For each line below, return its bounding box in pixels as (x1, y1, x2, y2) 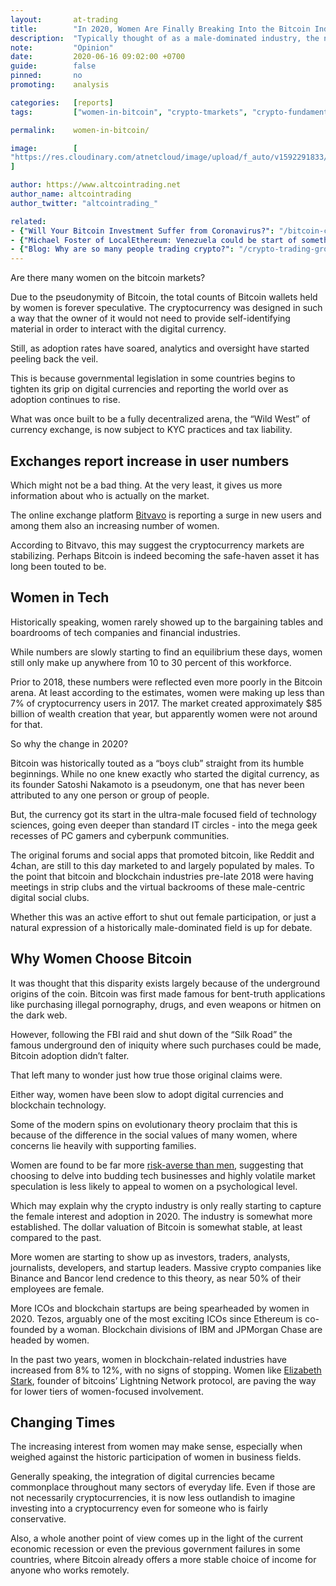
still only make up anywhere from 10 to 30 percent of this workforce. (10, 656, 292, 668)
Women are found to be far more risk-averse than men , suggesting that (10, 1159, 304, 1171)
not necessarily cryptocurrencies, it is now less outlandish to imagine (10, 1492, 296, 1504)
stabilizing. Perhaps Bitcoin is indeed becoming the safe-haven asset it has (10, 549, 320, 561)
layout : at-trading (10, 14, 118, 25)
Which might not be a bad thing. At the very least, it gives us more (10, 479, 283, 491)
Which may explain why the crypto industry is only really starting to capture (10, 1199, 322, 1211)
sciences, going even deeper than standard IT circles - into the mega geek (10, 819, 318, 831)
